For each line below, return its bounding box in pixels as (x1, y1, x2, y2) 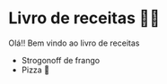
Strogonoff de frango (21, 55, 101, 65)
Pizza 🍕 (21, 64, 50, 75)
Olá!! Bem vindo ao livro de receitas (8, 38, 140, 48)
